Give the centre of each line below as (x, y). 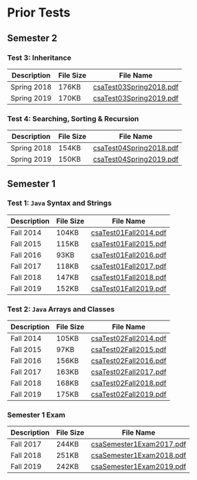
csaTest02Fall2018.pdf (129, 383)
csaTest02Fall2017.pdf (129, 372)
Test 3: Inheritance (39, 58)
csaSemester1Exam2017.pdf (139, 444)
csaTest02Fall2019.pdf (129, 395)
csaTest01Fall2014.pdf (129, 232)
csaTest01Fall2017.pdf (129, 266)
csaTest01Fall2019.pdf (129, 288)
